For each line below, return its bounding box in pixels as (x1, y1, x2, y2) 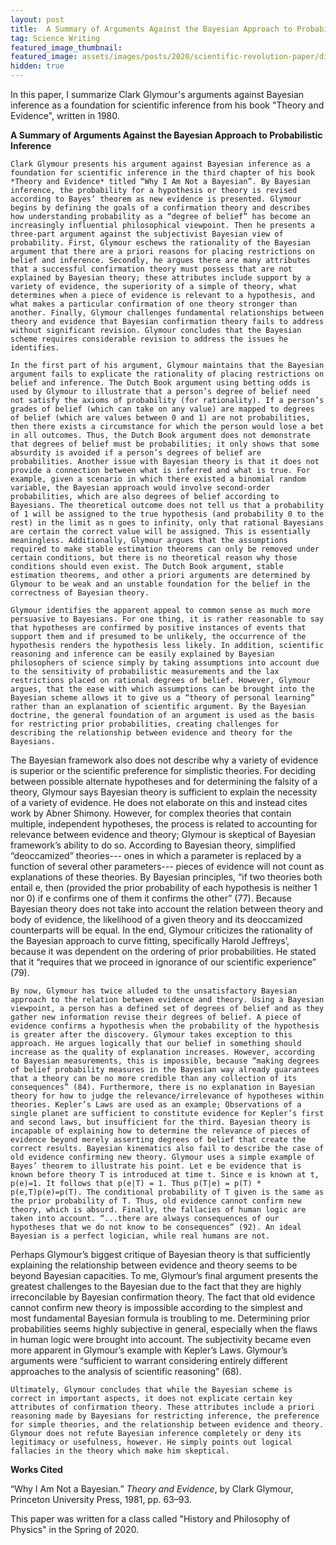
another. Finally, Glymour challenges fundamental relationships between (10, 308, 325, 318)
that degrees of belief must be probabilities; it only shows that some (10, 439, 320, 449)
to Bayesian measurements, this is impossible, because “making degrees (10, 1056, 320, 1066)
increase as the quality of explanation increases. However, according (10, 1047, 315, 1057)
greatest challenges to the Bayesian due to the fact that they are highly (10, 1281, 302, 1292)
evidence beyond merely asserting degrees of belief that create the (10, 1135, 307, 1145)
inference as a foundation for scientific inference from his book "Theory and (10, 99, 325, 111)
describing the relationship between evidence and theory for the (10, 728, 293, 738)
